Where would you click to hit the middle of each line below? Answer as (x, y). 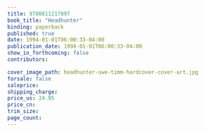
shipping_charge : (33, 92)
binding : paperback (36, 27)
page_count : (24, 118)
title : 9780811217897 (39, 14)
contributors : (28, 60)
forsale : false (29, 79)
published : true (31, 33)
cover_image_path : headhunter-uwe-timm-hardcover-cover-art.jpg (103, 72)
